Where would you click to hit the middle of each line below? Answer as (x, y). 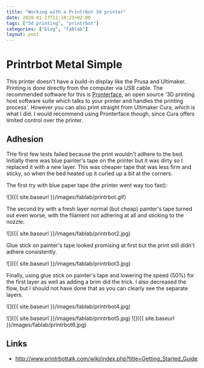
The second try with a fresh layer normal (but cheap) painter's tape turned (99, 209)
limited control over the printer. (45, 120)
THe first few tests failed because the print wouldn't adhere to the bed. (95, 154)
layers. (15, 294)
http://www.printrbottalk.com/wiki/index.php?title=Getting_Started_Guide (106, 358)
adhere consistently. (32, 252)
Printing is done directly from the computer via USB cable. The (85, 88)
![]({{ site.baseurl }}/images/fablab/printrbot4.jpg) (69, 306)
